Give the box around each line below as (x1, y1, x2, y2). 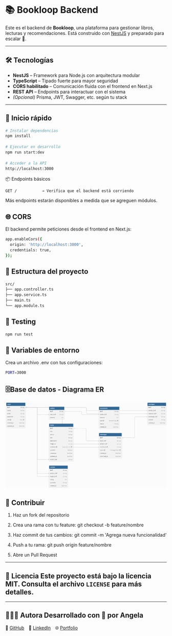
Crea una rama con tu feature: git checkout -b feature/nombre (12, 522, 144, 528)
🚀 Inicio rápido (5, 114, 52, 122)
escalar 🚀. (5, 36, 27, 42)
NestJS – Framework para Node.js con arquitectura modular (12, 72, 140, 78)
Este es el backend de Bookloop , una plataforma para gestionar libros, (5, 24, 155, 31)
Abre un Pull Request (12, 552, 57, 558)
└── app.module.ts (5, 303, 45, 309)
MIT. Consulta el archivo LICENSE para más (5, 579, 142, 588)
